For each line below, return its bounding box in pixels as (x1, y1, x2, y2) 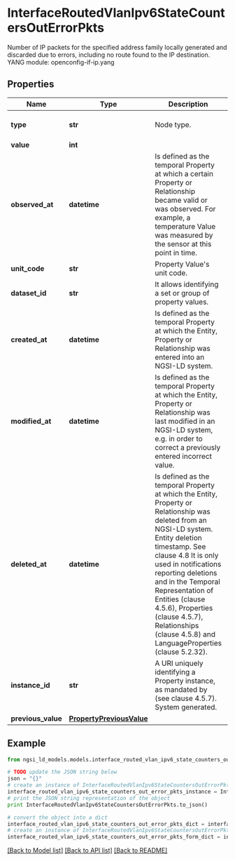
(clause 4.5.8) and (155, 629, 215, 639)
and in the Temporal (155, 577, 220, 587)
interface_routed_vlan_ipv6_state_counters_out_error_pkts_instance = (7, 788, 218, 796)
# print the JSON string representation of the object (7, 794, 171, 801)
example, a (155, 213, 191, 222)
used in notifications (155, 559, 222, 569)
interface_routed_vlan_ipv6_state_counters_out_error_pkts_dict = (7, 820, 205, 827)
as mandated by (155, 684, 208, 694)
